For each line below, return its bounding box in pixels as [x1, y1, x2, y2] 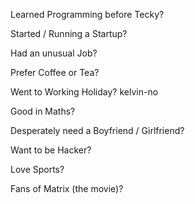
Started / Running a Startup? [10, 28, 128, 39]
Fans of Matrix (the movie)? [10, 183, 124, 194]
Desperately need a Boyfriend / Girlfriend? [10, 125, 185, 136]
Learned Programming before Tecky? [10, 9, 165, 20]
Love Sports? [10, 164, 65, 175]
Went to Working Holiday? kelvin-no [10, 86, 159, 98]
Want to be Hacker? [10, 144, 92, 156]
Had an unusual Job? [10, 47, 98, 59]
